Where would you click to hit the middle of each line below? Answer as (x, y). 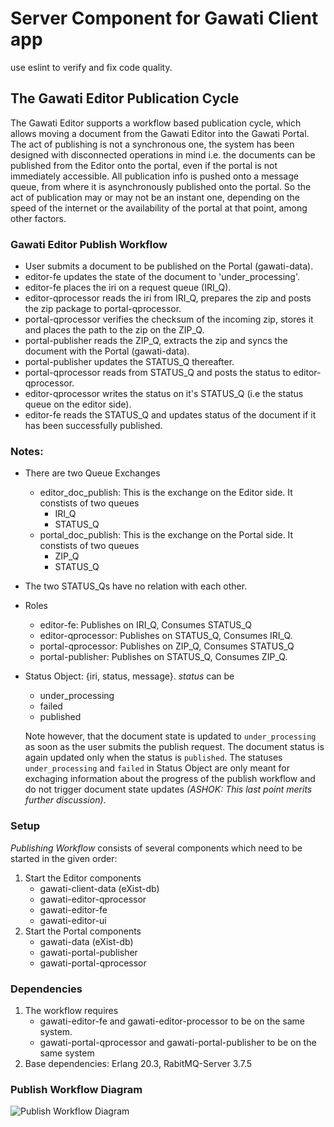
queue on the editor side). (78, 404)
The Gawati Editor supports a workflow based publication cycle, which (156, 123)
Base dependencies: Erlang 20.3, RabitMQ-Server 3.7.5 (138, 1063)
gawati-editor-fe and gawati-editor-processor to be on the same (172, 1021)
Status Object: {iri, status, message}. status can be (129, 676)
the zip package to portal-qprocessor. (103, 309)
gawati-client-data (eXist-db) (99, 888)
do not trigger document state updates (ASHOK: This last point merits (168, 789)
